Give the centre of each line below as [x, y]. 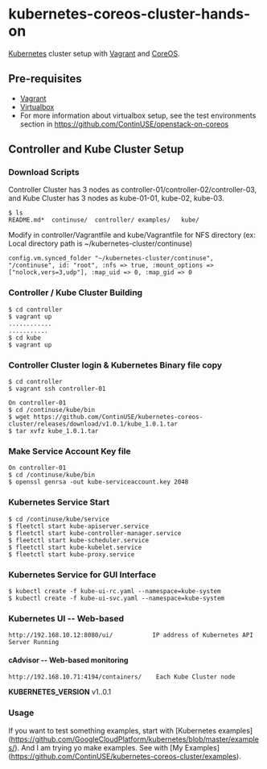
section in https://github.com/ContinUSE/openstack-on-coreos [124, 124]
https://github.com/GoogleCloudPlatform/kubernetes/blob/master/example [135, 739]
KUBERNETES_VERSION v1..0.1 [60, 692]
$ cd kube [25, 338]
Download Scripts [44, 173]
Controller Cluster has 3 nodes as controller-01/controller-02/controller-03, [133, 189]
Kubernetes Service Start [59, 502]
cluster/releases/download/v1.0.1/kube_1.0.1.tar [93, 424]
